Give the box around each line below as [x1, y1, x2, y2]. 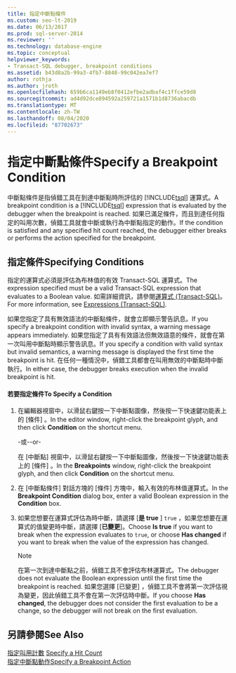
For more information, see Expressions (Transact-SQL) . [7, 300, 167, 309]
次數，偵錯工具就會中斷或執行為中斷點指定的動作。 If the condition [31, 219, 223, 227]
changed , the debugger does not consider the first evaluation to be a [17, 599, 218, 608]
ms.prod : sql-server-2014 [7, 30, 83, 37]
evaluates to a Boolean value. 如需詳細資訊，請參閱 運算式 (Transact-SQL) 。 [7, 293, 227, 301]
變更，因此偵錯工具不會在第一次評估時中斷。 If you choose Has [23, 591, 206, 600]
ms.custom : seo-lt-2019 [7, 17, 77, 24]
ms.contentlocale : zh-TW [7, 108, 80, 115]
